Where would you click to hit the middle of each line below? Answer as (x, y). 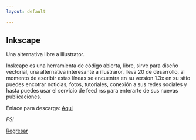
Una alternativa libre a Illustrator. (45, 54)
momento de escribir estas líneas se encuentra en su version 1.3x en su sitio (98, 78)
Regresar (17, 131)
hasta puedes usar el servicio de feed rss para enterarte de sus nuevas (92, 91)
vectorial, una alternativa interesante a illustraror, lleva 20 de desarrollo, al (95, 72)
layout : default (26, 11)
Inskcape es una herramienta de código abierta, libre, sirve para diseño (92, 66)
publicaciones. (24, 97)
